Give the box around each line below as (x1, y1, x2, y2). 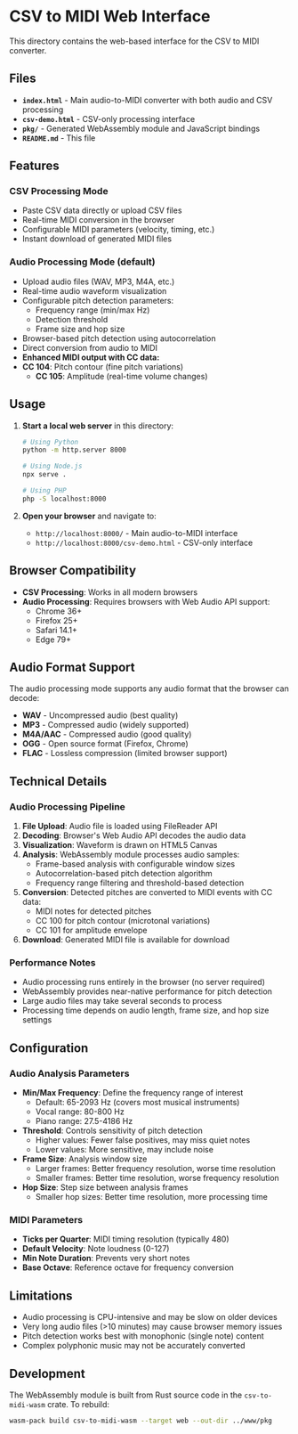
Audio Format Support (9, 660, 135, 674)
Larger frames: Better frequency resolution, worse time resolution (35, 1163, 276, 1174)
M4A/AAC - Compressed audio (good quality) (21, 729, 192, 740)
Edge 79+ (35, 634, 71, 645)
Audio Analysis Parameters (9, 1067, 130, 1080)
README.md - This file (21, 132, 96, 143)
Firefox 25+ (35, 615, 78, 625)
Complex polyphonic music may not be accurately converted (21, 1340, 246, 1351)
